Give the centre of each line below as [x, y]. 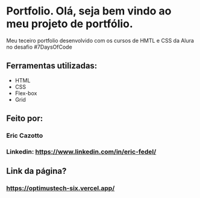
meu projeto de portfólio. [70, 24]
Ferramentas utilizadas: [52, 66]
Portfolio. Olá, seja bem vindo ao [89, 11]
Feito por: [25, 119]
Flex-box [26, 93]
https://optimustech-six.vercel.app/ [61, 188]
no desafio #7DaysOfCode [39, 47]
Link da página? [36, 171]
